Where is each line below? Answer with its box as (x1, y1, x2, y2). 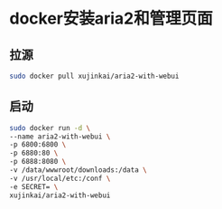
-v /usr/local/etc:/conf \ (9, 174, 111, 183)
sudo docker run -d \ (9, 123, 91, 132)
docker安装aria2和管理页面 (9, 8, 214, 29)
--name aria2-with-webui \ (9, 132, 111, 141)
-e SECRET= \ (9, 182, 59, 191)
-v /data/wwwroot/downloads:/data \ (9, 166, 147, 175)
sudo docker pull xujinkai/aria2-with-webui (9, 71, 180, 81)
